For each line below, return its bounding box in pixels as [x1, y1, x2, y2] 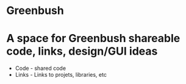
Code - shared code [15, 65, 66, 72]
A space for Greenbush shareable [6, 32, 181, 46]
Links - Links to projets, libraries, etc [15, 71, 107, 79]
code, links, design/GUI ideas [6, 44, 158, 58]
